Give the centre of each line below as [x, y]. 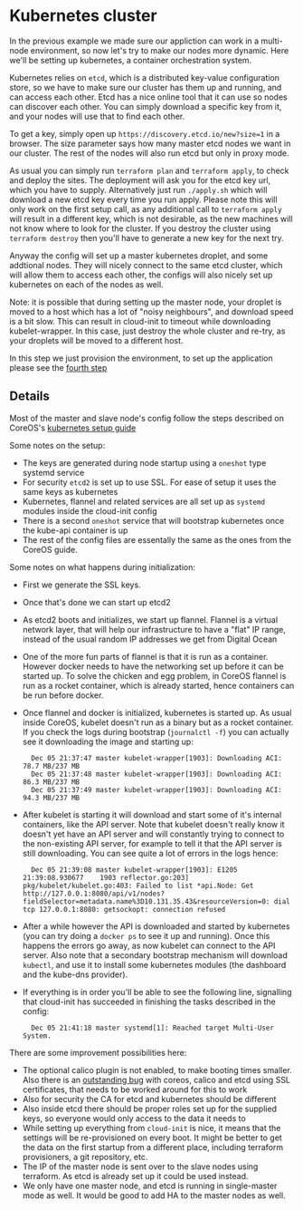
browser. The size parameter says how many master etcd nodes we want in [150, 143]
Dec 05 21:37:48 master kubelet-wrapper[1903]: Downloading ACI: [156, 774]
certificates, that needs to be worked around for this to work [135, 1089]
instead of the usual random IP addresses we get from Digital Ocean [150, 639]
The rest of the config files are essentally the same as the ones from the [157, 539]
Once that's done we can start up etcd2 [96, 602]
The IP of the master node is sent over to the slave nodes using [140, 1166]
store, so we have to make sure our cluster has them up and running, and [146, 87]
